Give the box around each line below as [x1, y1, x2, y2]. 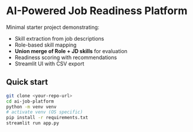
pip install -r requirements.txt [6, 115, 89, 121]
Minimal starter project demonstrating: [6, 24, 100, 31]
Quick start [6, 77, 48, 87]
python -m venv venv [6, 104, 57, 110]
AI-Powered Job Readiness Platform [6, 4, 188, 18]
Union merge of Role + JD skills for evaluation [14, 47, 128, 54]
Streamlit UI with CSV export [14, 60, 84, 67]
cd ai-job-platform [6, 98, 54, 104]
